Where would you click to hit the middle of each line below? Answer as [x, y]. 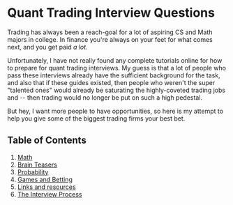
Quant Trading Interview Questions [111, 13]
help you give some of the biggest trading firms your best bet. [96, 118]
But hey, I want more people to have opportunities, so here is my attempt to [115, 111]
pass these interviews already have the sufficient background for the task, [114, 75]
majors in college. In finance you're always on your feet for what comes [110, 39]
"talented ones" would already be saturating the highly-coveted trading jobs [116, 90]
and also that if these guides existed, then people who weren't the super [111, 82]
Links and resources [46, 187]
